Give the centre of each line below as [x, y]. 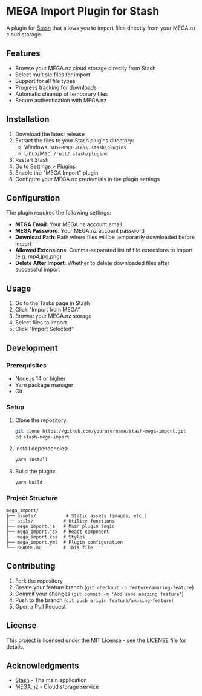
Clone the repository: [41, 420]
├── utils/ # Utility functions [60, 521]
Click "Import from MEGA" [47, 310]
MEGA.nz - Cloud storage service [57, 687]
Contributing [31, 566]
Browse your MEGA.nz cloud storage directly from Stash [85, 68]
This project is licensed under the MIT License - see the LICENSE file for [96, 640]
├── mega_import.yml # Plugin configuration [64, 542]
